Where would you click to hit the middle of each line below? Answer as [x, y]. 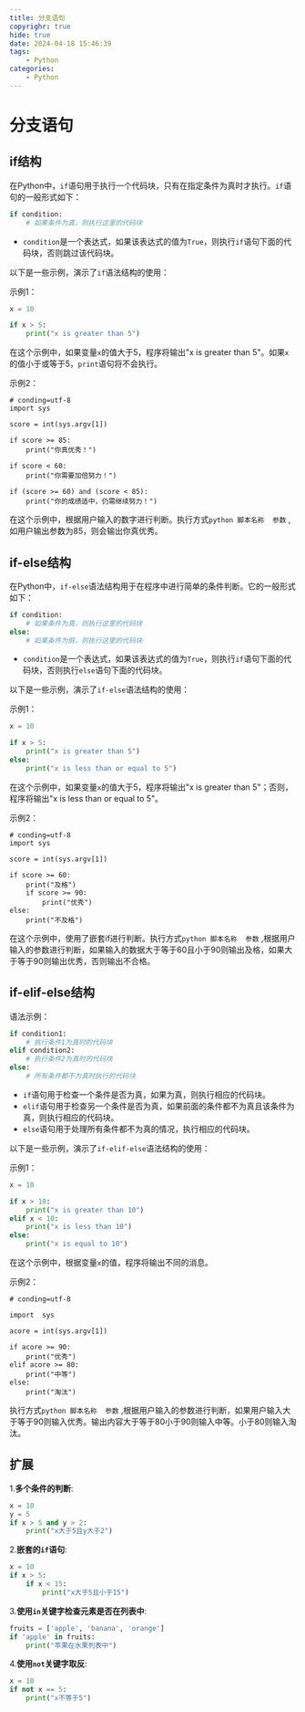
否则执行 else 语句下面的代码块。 [107, 670]
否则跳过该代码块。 [83, 253]
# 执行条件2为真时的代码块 [69, 1059]
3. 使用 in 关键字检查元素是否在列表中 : [78, 1611]
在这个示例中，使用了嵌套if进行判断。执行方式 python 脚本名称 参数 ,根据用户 [152, 938]
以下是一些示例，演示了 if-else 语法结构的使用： [100, 689]
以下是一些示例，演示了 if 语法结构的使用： [90, 272]
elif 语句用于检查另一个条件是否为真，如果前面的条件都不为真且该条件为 [158, 1106]
